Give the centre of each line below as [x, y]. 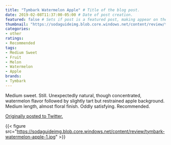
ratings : [15, 39]
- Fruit [13, 57]
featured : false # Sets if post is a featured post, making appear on [82, 19]
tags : [11, 48]
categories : [18, 29]
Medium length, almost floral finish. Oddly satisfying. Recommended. [78, 106]
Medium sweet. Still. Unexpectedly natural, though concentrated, [73, 95]
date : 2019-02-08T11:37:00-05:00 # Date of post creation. [69, 15]
